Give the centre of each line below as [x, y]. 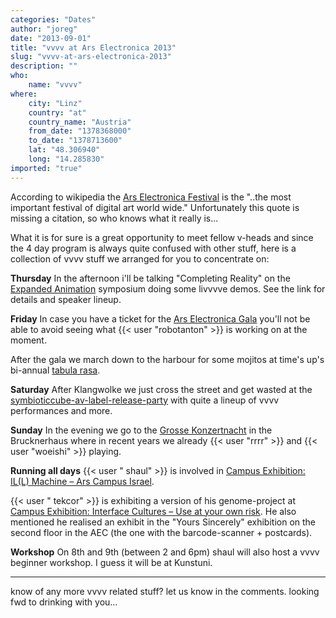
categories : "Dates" [53, 19]
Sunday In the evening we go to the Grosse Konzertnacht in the [141, 430]
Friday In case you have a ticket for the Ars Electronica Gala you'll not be [160, 318]
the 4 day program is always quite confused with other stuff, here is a [153, 248]
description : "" [44, 66]
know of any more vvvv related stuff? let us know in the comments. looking [165, 591]
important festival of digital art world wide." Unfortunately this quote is [155, 207]
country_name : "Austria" [80, 122]
